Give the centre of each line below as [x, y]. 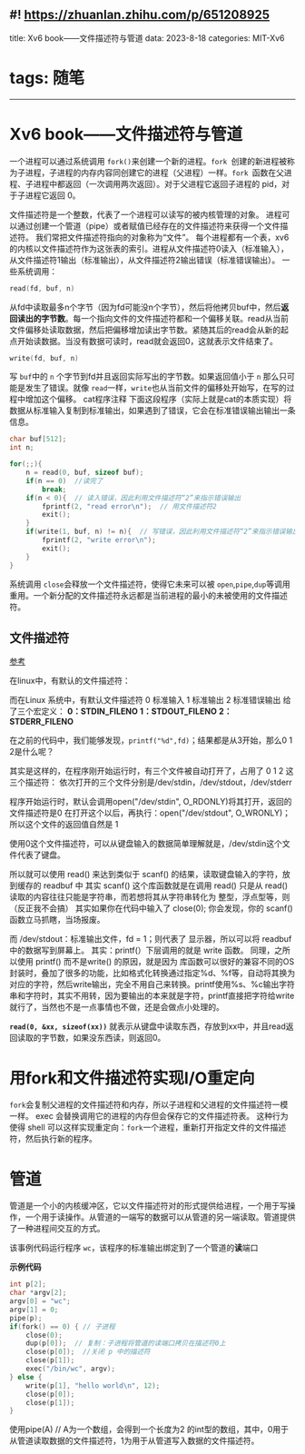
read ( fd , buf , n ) [42, 288]
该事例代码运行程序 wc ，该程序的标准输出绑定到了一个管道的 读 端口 [134, 1248]
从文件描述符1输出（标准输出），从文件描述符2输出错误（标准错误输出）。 [145, 260]
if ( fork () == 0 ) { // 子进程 [63, 1326]
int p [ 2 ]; [28, 1284]
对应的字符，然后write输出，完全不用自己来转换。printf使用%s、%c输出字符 [152, 984]
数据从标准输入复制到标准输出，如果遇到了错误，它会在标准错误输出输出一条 [152, 410]
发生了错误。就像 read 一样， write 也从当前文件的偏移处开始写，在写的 [156, 388]
